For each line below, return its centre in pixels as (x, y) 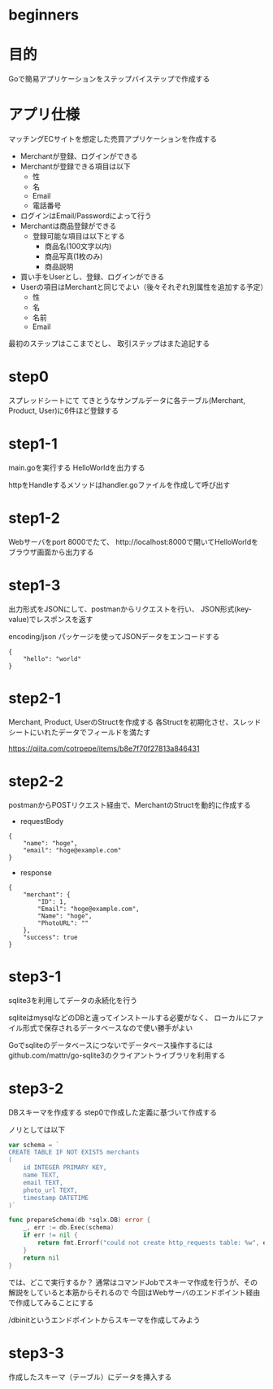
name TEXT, (41, 1175)
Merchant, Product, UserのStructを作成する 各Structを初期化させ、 (121, 721)
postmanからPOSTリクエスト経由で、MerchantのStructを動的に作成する (130, 804)
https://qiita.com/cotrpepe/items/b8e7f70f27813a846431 (104, 748)
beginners (44, 15)
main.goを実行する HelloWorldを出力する (77, 467)
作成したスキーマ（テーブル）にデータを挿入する (90, 1377)
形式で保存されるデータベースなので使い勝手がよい (108, 1028)
